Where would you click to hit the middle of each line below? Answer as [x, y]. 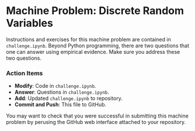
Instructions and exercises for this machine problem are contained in [88, 39]
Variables [30, 23]
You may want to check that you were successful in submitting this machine [97, 116]
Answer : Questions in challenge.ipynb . [62, 92]
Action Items [25, 73]
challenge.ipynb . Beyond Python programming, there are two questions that [98, 46]
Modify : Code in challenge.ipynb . [55, 86]
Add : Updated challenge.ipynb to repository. [68, 98]
